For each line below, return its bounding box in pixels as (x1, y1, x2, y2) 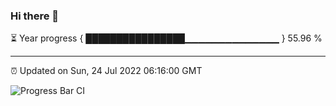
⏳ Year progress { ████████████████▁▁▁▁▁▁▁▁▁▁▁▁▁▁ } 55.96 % (10, 32, 323, 44)
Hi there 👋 (10, 9, 60, 23)
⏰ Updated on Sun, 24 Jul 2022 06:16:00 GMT (10, 65, 203, 77)
